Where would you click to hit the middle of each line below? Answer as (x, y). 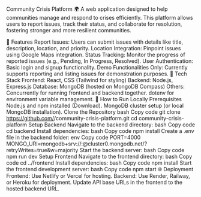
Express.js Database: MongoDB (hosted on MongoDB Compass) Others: (95, 87)
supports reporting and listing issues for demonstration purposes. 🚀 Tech (97, 74)
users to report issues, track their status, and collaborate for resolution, (94, 24)
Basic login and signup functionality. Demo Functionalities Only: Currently (97, 67)
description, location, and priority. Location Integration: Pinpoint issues (94, 48)
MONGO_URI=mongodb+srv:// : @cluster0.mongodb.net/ (76, 144)
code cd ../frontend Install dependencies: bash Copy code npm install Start (99, 163)
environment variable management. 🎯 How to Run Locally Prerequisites (94, 99)
